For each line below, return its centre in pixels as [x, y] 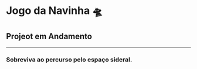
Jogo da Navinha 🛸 [54, 11]
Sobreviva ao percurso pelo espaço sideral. [69, 60]
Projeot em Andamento [49, 36]
